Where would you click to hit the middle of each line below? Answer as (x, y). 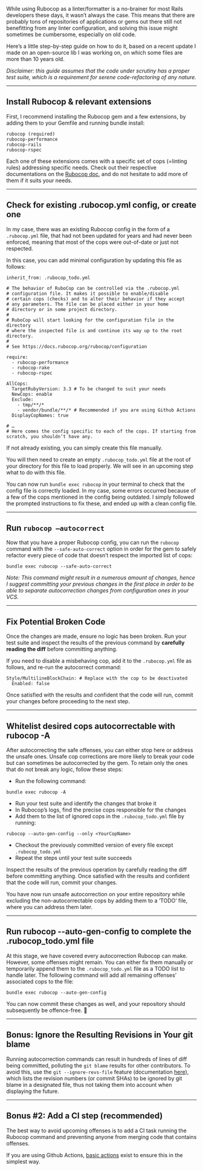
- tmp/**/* (31, 405)
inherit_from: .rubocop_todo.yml (48, 278)
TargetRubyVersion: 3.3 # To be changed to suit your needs (89, 389)
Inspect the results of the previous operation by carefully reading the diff (97, 870)
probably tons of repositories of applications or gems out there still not (94, 21)
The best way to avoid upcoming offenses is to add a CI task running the (97, 1130)
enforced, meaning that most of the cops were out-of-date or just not (92, 242)
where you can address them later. (49, 907)
